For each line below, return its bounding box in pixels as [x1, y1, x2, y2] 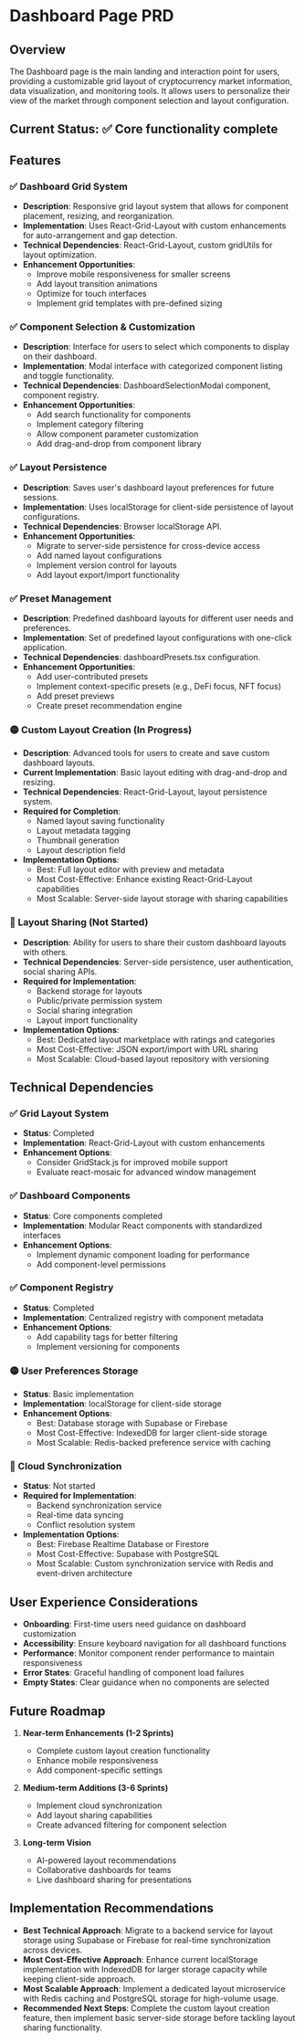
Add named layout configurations [36, 550, 163, 561]
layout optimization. [22, 249, 98, 260]
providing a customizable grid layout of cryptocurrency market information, [9, 76, 292, 87]
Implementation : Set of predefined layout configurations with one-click [22, 632, 292, 643]
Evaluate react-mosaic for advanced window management [36, 1166, 257, 1178]
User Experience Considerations [9, 1595, 198, 1610]
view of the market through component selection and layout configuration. [9, 95, 289, 106]
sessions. [22, 491, 59, 502]
